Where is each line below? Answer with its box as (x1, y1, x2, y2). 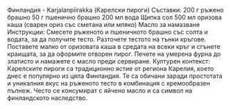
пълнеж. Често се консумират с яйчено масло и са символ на (7, 86, 193, 95)
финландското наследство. (7, 94, 88, 102)
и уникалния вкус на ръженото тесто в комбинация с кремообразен (7, 79, 210, 87)
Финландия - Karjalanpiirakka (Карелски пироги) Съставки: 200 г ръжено (7, 6, 224, 14)
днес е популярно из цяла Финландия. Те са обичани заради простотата (7, 72, 223, 80)
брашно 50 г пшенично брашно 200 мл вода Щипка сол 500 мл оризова (7, 13, 222, 21)
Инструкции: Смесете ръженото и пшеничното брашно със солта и (7, 28, 208, 36)
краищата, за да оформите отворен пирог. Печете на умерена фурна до (7, 50, 221, 58)
